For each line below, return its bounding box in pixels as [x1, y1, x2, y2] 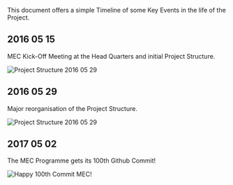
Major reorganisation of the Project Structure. [7, 104, 138, 112]
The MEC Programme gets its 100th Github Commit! [7, 156, 156, 165]
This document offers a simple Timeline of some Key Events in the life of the [7, 6, 227, 14]
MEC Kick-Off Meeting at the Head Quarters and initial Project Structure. [7, 52, 216, 60]
